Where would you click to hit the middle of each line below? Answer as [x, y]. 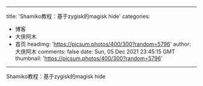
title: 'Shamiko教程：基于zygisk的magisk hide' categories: [78, 16]
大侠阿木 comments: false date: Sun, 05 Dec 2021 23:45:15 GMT [95, 51]
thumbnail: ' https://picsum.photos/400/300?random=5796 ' [89, 58]
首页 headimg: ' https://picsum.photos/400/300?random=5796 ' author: [103, 44]
